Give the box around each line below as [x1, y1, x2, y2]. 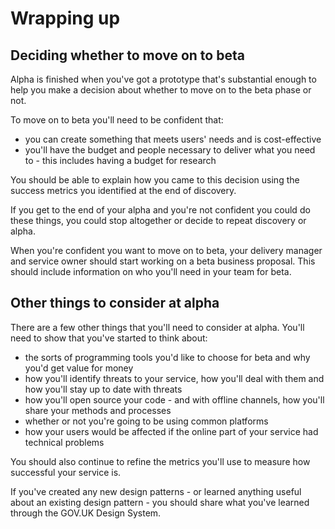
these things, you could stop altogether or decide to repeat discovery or [10, 215, 307, 226]
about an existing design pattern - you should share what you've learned [10, 496, 310, 508]
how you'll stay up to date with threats [24, 383, 183, 395]
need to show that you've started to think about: [10, 332, 208, 344]
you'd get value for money [24, 362, 134, 374]
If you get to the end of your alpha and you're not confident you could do [10, 204, 311, 216]
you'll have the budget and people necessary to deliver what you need [24, 144, 316, 156]
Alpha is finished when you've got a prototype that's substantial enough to [10, 73, 317, 85]
